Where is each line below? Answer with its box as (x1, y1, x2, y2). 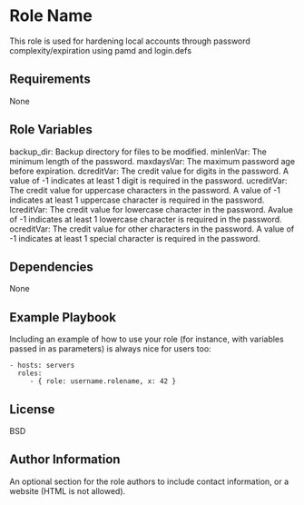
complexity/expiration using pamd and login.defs (9, 45, 192, 55)
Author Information (9, 451, 121, 468)
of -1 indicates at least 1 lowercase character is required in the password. (9, 213, 283, 224)
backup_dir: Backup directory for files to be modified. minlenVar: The (9, 146, 268, 157)
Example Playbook (9, 310, 116, 325)
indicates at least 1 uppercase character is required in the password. (9, 194, 265, 205)
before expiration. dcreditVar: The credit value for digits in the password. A (9, 165, 289, 176)
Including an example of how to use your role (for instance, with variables (9, 333, 284, 345)
